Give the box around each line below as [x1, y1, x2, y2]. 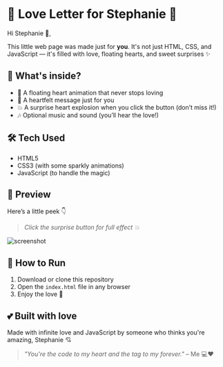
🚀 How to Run [7, 257, 66, 268]
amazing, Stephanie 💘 [7, 336, 72, 344]
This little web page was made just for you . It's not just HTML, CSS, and [7, 42, 212, 50]
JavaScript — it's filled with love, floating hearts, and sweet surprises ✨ [7, 50, 211, 58]
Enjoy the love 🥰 [17, 290, 64, 299]
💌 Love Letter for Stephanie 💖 [7, 6, 177, 22]
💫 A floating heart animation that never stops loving [17, 88, 164, 97]
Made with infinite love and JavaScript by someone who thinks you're [7, 328, 205, 337]
